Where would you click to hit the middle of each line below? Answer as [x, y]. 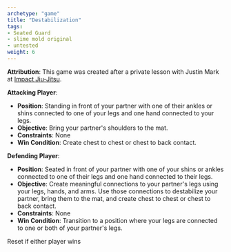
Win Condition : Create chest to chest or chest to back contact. [107, 142]
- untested [23, 46]
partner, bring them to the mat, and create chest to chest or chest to [114, 198]
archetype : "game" [33, 13]
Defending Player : [33, 155]
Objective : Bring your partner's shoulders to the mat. [92, 128]
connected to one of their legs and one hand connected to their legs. [115, 176]
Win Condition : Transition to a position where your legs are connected [117, 220]
